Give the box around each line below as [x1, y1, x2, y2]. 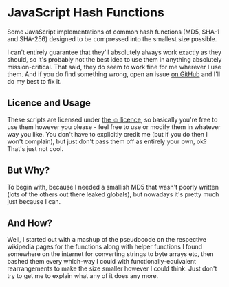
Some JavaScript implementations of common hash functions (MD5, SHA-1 [7, 27, 220, 36]
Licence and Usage [7, 97, 91, 109]
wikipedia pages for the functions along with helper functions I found [7, 242, 203, 251]
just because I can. [7, 197, 61, 205]
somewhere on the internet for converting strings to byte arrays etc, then [7, 250, 215, 258]
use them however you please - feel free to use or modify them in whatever [7, 122, 221, 131]
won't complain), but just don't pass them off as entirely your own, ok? [7, 137, 207, 146]
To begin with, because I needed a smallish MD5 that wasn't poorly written [7, 183, 219, 191]
